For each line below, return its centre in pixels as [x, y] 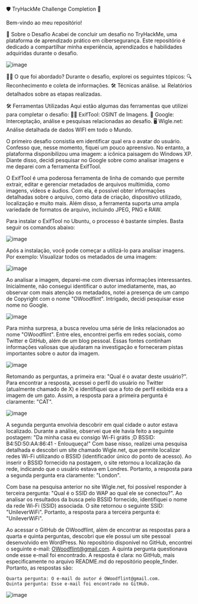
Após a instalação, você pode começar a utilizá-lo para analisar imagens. [96, 250]
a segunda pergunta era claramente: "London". [63, 475]
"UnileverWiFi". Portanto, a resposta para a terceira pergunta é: [83, 512]
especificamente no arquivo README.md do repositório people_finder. [92, 561]
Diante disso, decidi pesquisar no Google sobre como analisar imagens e [95, 160]
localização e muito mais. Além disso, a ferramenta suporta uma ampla [93, 203]
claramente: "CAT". [30, 402]
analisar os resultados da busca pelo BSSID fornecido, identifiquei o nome [97, 499]
